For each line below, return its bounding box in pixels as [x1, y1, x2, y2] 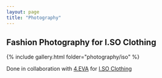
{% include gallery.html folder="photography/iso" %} [6, 53, 140, 61]
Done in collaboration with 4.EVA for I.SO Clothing [6, 65, 133, 73]
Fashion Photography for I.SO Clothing [6, 37, 156, 48]
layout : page [6, 9, 40, 15]
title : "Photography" [6, 15, 62, 21]
